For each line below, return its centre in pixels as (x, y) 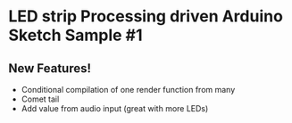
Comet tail (40, 99)
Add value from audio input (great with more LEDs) (115, 108)
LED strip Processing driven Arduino (146, 16)
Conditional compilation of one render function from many (128, 90)
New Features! (50, 68)
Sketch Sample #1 (76, 35)
